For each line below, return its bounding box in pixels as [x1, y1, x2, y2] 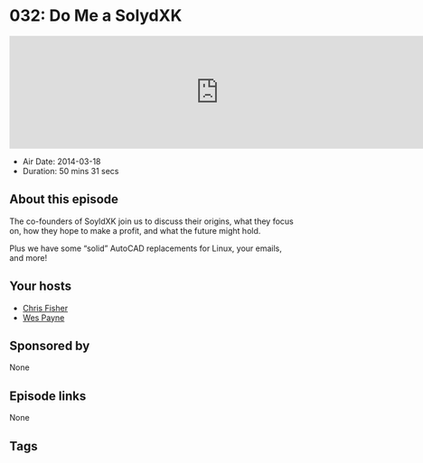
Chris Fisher [22, 302, 69, 313]
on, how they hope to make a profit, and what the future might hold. [9, 225, 261, 236]
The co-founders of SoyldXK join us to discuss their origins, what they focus [9, 216, 294, 227]
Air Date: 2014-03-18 [22, 155, 101, 167]
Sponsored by [9, 338, 90, 353]
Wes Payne [22, 312, 65, 323]
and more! [9, 252, 48, 263]
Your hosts [9, 279, 72, 294]
